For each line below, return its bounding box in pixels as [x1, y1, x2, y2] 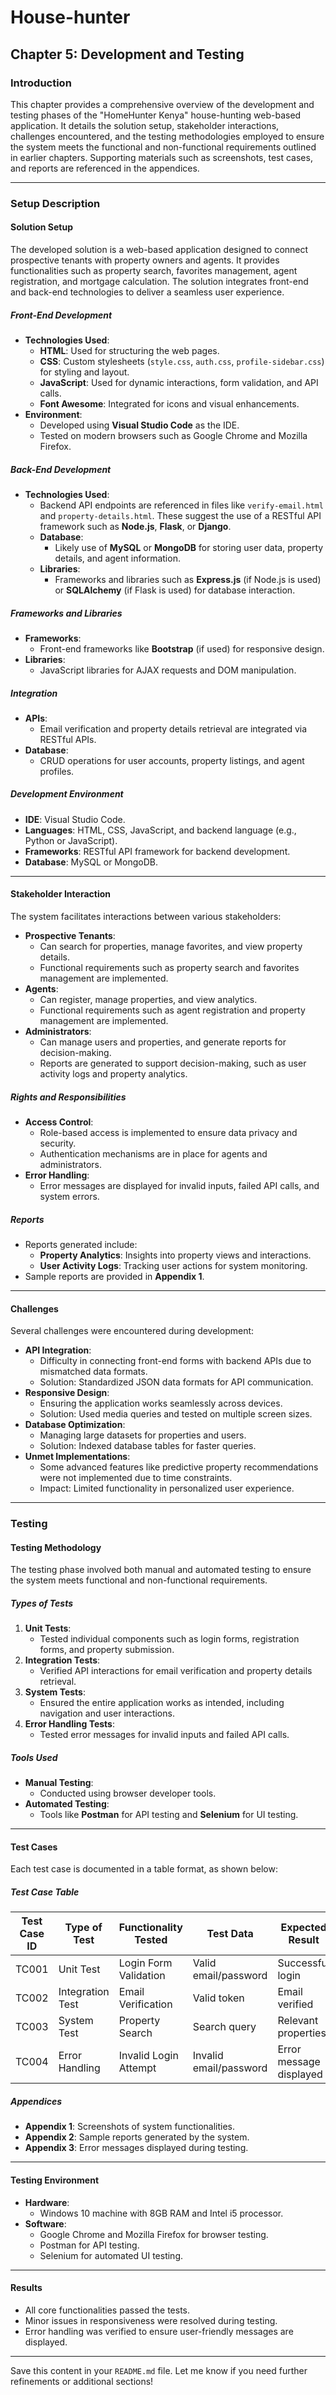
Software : [24, 2217, 67, 2230]
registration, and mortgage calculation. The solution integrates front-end [10, 276, 309, 287]
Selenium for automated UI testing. [39, 2249, 183, 2261]
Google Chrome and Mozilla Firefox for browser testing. [39, 2228, 269, 2240]
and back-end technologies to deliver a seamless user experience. [10, 286, 285, 298]
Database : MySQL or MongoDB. [24, 856, 158, 868]
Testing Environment [10, 2174, 100, 2186]
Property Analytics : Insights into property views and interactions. [39, 1249, 312, 1261]
